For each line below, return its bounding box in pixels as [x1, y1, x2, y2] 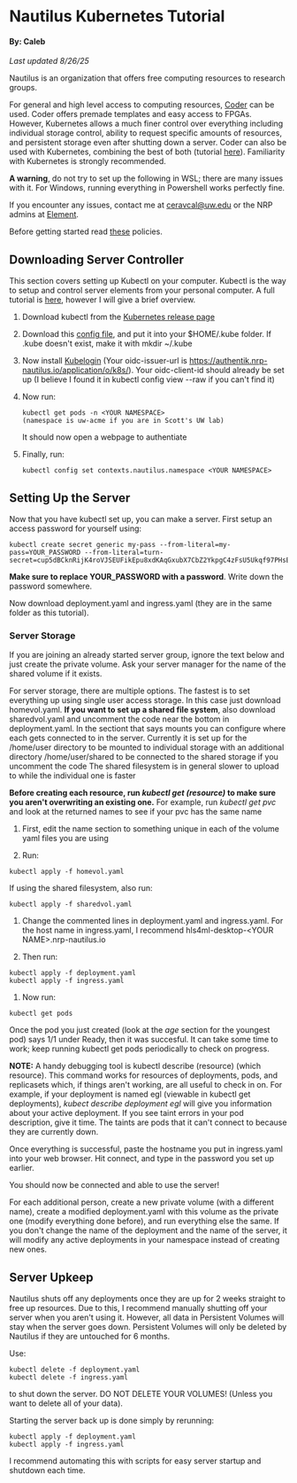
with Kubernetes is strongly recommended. [9, 156, 166, 167]
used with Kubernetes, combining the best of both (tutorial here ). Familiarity [9, 146, 286, 157]
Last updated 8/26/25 [9, 56, 90, 66]
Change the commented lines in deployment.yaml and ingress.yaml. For [21, 916, 284, 926]
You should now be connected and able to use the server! [9, 1180, 220, 1190]
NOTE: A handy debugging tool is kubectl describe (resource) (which [9, 1061, 262, 1072]
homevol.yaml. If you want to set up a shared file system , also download [9, 705, 276, 715]
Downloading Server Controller [9, 252, 184, 267]
